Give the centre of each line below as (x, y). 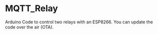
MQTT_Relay (31, 8)
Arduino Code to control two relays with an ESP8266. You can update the (79, 22)
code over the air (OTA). (29, 27)
